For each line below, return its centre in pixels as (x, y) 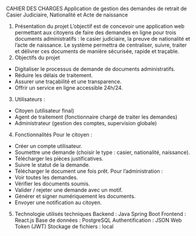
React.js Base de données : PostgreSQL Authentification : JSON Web (98, 220)
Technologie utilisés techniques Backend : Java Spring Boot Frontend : (100, 214)
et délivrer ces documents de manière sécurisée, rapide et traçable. (97, 51)
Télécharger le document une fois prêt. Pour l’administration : (89, 171)
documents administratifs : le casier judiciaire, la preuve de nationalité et (102, 39)
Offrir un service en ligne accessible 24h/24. (69, 88)
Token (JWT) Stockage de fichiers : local (64, 226)
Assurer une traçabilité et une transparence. (68, 81)
